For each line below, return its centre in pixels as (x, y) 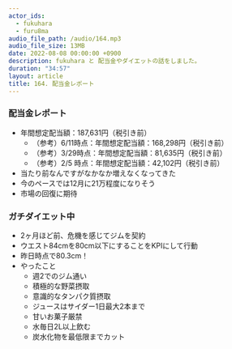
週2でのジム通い (60, 276)
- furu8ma (32, 31)
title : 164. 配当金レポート (52, 83)
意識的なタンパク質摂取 (71, 296)
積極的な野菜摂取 (61, 286)
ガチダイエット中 (42, 216)
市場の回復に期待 (49, 193)
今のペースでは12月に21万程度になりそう (88, 183)
